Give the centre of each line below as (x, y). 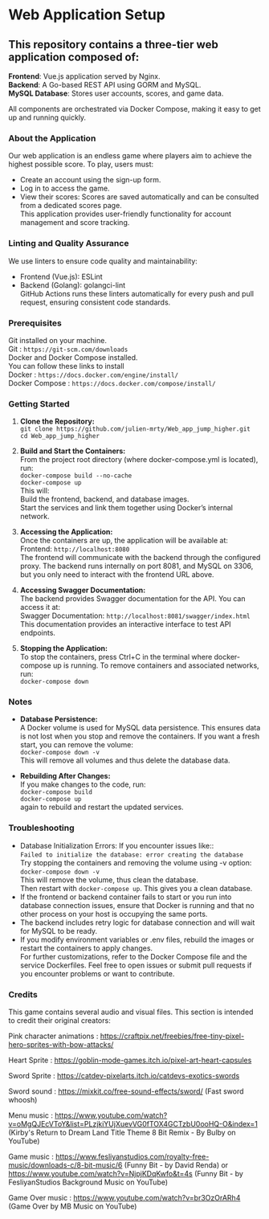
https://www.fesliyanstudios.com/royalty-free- (132, 1157)
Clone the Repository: (57, 421)
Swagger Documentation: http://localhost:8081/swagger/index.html (135, 616)
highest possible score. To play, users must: (81, 164)
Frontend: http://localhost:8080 (75, 549)
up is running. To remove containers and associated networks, (156, 665)
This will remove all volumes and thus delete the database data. (125, 760)
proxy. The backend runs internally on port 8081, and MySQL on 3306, (137, 566)
